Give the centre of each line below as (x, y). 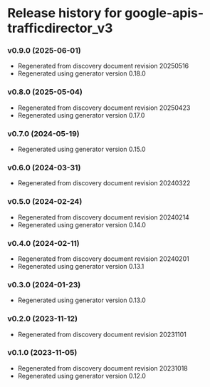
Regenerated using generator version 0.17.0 (81, 115)
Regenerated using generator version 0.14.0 (82, 225)
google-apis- (164, 13)
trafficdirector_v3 (60, 28)
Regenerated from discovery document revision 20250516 (103, 66)
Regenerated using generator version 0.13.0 (82, 300)
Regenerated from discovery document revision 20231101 (102, 334)
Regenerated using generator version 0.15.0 (82, 149)
